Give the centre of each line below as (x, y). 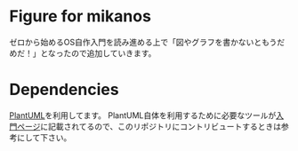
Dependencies (64, 90)
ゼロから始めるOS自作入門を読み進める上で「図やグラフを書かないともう (143, 42)
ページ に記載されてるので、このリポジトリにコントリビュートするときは (149, 126)
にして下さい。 (44, 137)
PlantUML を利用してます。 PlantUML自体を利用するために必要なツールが (143, 115)
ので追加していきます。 (113, 53)
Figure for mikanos (80, 16)
